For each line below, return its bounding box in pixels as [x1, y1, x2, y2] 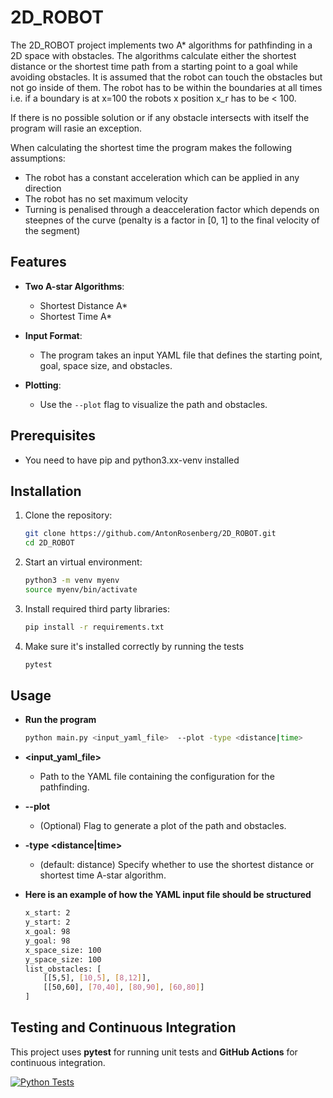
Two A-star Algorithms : [24, 280, 125, 292]
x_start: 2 [24, 908, 71, 918]
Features [10, 254, 67, 271]
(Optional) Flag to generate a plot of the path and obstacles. [39, 820, 287, 832]
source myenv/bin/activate [24, 585, 138, 595]
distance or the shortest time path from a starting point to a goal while [10, 60, 299, 72]
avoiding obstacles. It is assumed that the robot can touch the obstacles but [10, 71, 323, 83]
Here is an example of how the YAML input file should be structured [24, 889, 312, 901]
